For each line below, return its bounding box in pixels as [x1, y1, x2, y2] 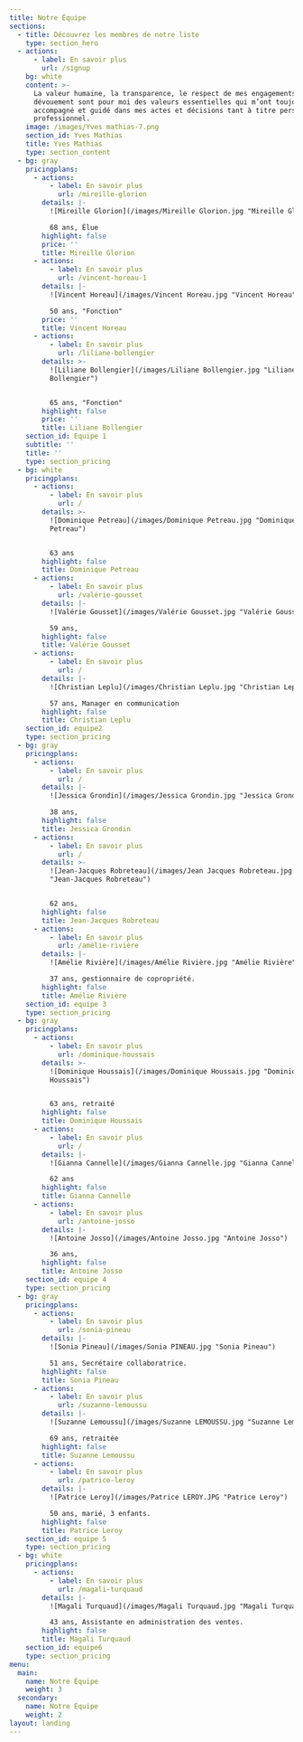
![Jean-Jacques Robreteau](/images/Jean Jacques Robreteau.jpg [49, 866, 293, 876]
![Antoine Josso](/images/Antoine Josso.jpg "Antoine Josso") [49, 1234, 289, 1243]
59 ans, [49, 623, 78, 633]
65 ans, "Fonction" [49, 398, 124, 407]
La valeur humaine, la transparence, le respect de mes [32, 89, 248, 98]
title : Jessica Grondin [41, 824, 131, 833]
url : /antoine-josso [57, 1217, 135, 1226]
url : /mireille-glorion [57, 190, 147, 199]
